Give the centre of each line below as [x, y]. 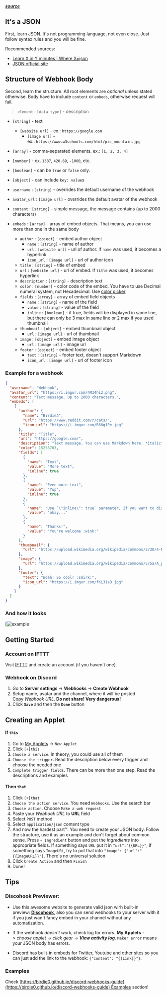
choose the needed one [37, 765]
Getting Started [30, 640]
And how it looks [26, 613]
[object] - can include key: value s [48, 180]
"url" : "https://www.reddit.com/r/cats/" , [68, 420]
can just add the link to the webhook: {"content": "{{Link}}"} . [77, 958]
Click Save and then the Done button [48, 704]
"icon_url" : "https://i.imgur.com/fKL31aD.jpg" [73, 582]
